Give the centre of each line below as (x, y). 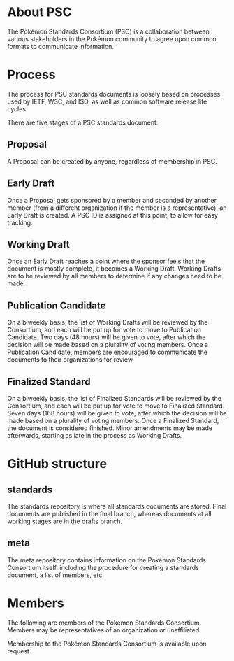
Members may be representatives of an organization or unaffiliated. (104, 630)
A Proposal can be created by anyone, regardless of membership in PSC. (112, 161)
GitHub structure (57, 464)
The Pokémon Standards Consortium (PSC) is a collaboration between (108, 31)
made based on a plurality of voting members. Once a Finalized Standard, (113, 420)
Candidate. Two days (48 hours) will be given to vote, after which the (107, 337)
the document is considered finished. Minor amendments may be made (110, 428)
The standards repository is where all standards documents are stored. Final (117, 506)
